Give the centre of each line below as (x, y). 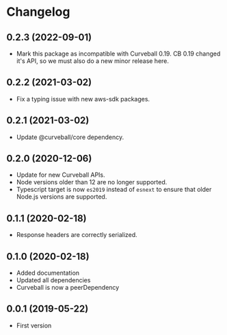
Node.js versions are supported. (62, 197)
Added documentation (48, 273)
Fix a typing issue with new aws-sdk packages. (83, 99)
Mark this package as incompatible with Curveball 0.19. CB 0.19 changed (118, 53)
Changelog (38, 12)
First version (34, 325)
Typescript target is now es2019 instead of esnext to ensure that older (114, 190)
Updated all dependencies (53, 280)
